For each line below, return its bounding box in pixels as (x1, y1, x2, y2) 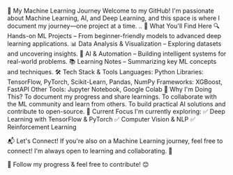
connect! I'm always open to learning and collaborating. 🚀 (7, 147, 173, 155)
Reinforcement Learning (7, 123, 77, 131)
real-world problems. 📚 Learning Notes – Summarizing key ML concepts (7, 58, 217, 65)
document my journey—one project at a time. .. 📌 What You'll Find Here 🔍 (7, 22, 220, 30)
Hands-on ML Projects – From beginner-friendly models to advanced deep (7, 32, 222, 40)
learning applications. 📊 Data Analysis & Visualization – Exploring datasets (7, 40, 222, 48)
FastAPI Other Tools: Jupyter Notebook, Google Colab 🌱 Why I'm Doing (7, 85, 212, 93)
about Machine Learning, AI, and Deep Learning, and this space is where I (7, 14, 220, 22)
